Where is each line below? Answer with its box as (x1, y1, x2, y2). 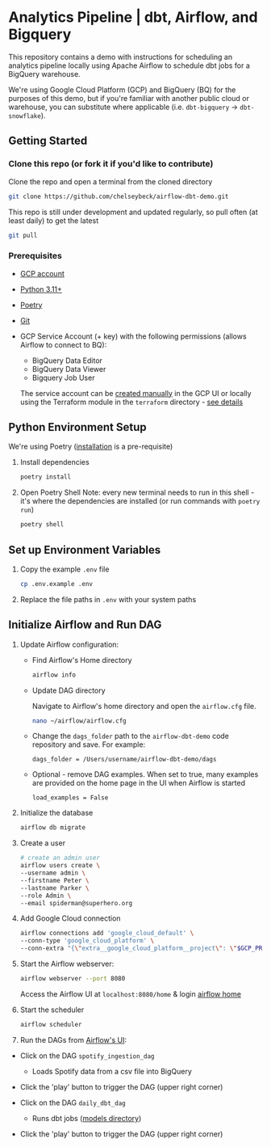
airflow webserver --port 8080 (19, 975, 126, 983)
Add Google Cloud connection (19, 913, 121, 923)
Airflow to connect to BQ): (19, 339, 107, 349)
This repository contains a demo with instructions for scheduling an (8, 52, 232, 61)
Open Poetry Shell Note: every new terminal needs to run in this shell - (19, 487, 255, 497)
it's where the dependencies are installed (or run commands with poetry (19, 496, 261, 506)
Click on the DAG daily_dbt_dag (19, 1098, 127, 1107)
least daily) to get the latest (8, 215, 99, 226)
